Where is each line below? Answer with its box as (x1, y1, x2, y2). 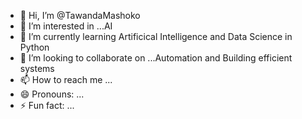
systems (19, 63, 55, 74)
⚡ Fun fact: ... (19, 100, 75, 111)
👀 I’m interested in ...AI (19, 20, 113, 32)
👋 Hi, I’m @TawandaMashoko (19, 10, 141, 21)
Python (19, 41, 50, 53)
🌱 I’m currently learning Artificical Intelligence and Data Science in (19, 31, 293, 42)
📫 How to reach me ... (19, 74, 113, 85)
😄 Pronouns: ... (19, 88, 85, 100)
